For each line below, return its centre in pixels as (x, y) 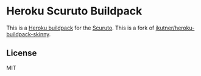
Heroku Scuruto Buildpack (74, 11)
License (22, 53)
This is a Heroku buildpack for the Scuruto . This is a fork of (80, 28)
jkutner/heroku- (175, 28)
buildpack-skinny (28, 34)
